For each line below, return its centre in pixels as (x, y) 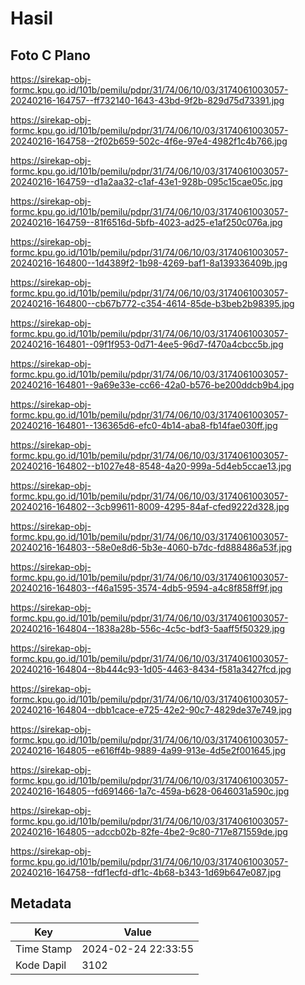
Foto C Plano (50, 55)
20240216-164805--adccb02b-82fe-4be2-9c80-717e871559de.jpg (149, 831)
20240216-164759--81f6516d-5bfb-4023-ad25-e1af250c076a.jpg (146, 222)
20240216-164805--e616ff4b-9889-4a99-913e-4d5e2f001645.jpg (148, 750)
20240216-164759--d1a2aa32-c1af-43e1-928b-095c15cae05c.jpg (146, 181)
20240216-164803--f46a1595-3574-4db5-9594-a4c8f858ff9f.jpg (146, 588)
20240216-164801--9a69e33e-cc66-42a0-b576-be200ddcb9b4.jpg (152, 385)
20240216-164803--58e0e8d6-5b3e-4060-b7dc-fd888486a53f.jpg (151, 547)
